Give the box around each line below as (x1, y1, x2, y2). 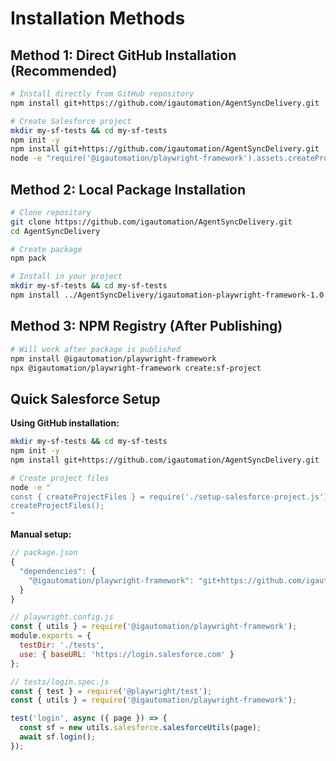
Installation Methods (10, 7, 186, 30)
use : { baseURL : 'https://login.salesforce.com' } (19, 649, 235, 659)
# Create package (10, 244, 83, 254)
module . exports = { (10, 631, 92, 641)
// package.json (10, 548, 78, 558)
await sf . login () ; (19, 732, 97, 742)
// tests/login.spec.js (10, 677, 110, 687)
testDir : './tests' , (19, 640, 105, 651)
